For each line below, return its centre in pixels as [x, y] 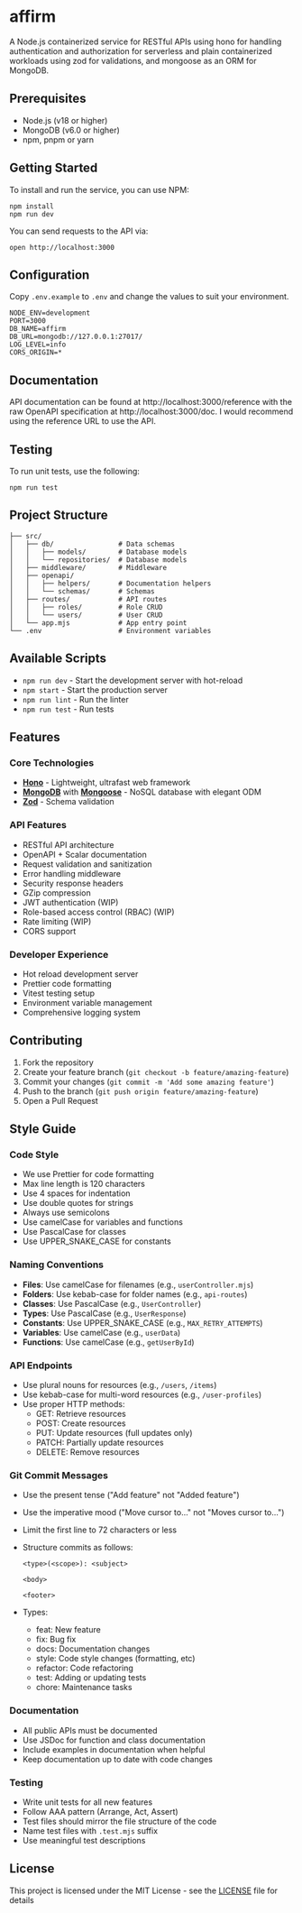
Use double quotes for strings [78, 1203]
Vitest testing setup [59, 993]
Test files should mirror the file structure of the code [119, 1821]
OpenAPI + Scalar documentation [84, 854]
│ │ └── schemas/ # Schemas [82, 591]
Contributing [46, 1040]
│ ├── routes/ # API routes [88, 599]
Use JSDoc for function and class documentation [114, 1740]
